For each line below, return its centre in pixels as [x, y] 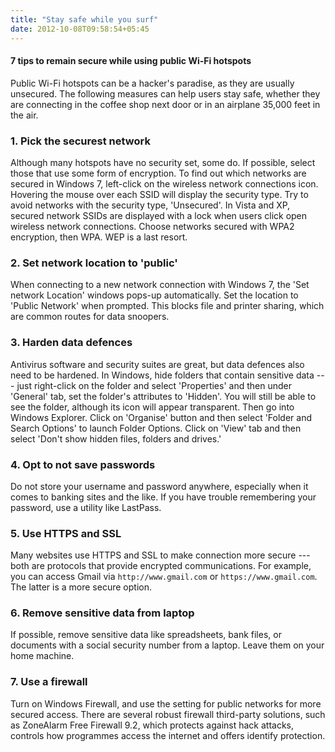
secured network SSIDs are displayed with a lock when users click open [159, 215]
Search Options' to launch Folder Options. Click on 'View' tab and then [156, 428]
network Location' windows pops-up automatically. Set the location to [154, 295]
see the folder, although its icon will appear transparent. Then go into [152, 407]
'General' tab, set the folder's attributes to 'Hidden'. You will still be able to [163, 396]
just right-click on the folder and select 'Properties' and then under [154, 385]
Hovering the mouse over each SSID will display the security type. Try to [159, 194]
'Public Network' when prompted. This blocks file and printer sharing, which [167, 306]
